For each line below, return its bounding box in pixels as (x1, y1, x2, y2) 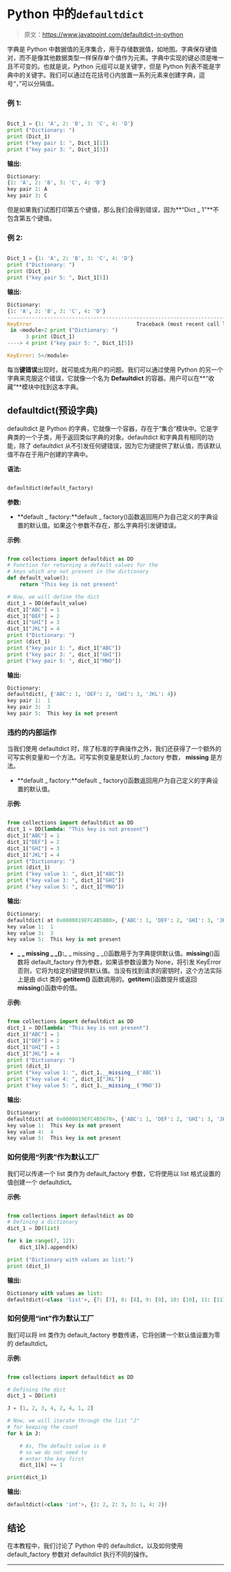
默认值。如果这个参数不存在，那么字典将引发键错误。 (29, 521, 180, 529)
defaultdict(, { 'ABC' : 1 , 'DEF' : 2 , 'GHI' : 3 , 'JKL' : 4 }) (7, 691, 177, 698)
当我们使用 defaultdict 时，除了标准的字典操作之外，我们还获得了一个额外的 (7, 745, 222, 753)
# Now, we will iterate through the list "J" (7, 1417, 140, 1425)
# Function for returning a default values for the (7, 562, 158, 569)
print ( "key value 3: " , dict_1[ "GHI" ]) (7, 877, 125, 884)
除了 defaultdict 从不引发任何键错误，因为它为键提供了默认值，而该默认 (19, 441, 222, 449)
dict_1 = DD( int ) (7, 1392, 57, 1399)
